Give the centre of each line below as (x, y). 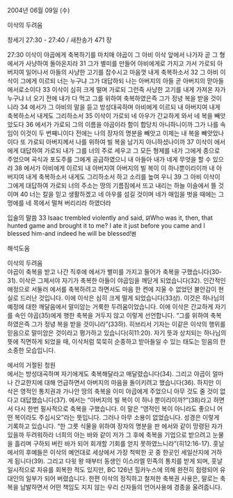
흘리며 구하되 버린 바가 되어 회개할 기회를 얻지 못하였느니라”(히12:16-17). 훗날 (119, 444)
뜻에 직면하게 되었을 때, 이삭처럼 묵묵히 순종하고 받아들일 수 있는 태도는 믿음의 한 (116, 341)
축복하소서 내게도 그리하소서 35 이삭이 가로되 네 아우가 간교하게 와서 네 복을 (110, 116)
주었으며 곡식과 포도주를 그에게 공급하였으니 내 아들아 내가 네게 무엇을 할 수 (109, 159)
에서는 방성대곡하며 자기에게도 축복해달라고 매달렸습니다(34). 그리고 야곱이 (109, 374)
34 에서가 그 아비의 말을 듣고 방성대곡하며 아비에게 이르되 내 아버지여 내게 (120, 107)
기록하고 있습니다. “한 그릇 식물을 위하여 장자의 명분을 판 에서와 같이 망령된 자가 (115, 426)
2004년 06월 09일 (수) (39, 10)
